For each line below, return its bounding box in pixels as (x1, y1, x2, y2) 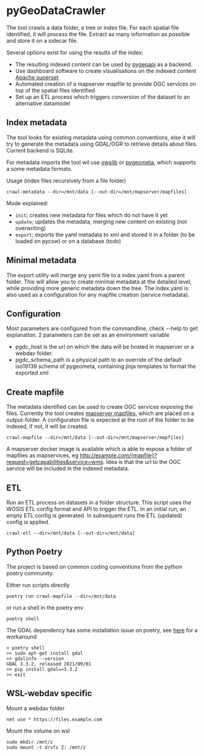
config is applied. (6, 518, 50, 525)
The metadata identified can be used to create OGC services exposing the (6, 403, 194, 411)
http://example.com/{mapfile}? (79, 452, 157, 459)
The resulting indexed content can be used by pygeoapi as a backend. (15, 61, 192, 68)
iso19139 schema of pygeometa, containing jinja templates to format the (15, 362, 197, 370)
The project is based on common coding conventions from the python (6, 563, 183, 570)
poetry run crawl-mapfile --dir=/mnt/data (6, 593, 116, 599)
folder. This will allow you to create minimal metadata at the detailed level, (6, 278, 192, 285)
